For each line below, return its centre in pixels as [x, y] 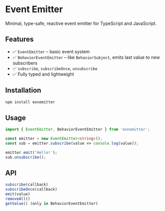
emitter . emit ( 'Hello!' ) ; [31, 152]
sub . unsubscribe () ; [26, 157]
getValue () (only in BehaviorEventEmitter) [52, 203]
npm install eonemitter [30, 102]
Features [19, 39]
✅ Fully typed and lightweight [43, 74]
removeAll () [18, 199]
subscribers [25, 63]
